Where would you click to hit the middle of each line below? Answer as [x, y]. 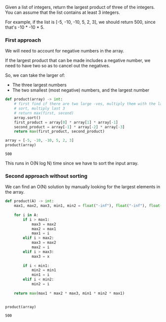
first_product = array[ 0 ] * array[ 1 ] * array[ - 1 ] [66, 122]
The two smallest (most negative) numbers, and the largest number [81, 90]
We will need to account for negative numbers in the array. [65, 51]
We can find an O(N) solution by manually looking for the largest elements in [83, 187]
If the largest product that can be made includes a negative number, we [78, 60]
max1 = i [41, 233]
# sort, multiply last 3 [40, 108]
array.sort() [27, 118]
